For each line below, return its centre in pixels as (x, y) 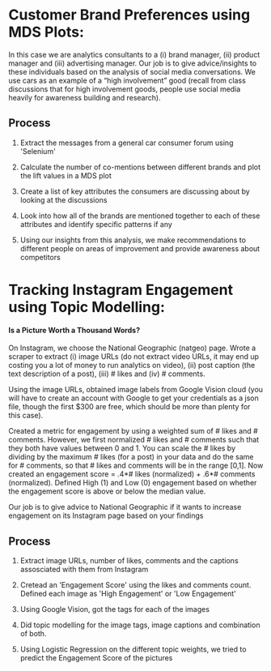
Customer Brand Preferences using (129, 15)
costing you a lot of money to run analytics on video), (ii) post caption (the (132, 365)
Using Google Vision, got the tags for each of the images (115, 609)
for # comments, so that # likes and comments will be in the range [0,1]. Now (136, 466)
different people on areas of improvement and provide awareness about (140, 248)
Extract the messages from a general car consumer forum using (127, 143)
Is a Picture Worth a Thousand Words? (74, 330)
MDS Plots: (47, 32)
